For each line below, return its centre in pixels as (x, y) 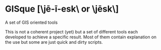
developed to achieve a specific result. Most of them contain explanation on (81, 37)
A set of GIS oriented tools (32, 22)
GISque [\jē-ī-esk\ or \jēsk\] (62, 9)
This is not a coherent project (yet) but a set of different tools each (72, 32)
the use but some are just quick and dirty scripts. (54, 42)
